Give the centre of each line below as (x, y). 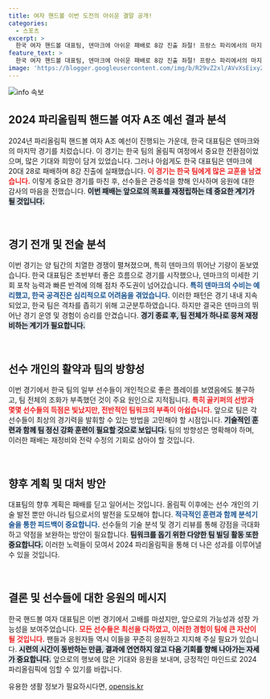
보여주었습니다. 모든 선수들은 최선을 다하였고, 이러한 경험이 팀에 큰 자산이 (143, 629)
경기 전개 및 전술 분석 (57, 244)
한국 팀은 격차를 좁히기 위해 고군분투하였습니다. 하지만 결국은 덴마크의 (141, 306)
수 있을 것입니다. (34, 555)
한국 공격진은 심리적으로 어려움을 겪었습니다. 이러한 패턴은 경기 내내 (137, 295)
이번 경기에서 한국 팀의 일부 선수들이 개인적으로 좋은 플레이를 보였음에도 (121, 390)
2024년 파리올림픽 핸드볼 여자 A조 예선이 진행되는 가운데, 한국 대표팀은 (120, 141)
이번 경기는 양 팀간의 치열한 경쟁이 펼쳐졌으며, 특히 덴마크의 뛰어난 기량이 (123, 265)
